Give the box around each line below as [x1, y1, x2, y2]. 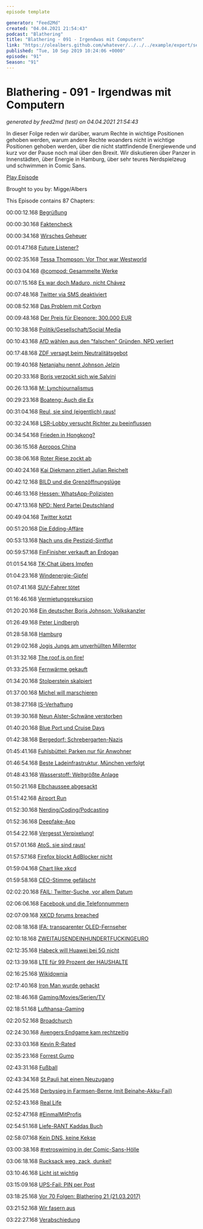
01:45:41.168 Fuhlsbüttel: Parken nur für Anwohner [6, 747, 132, 754]
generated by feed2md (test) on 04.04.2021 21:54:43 [6, 118, 139, 125]
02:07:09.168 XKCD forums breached [6, 911, 99, 919]
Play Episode [6, 173, 39, 181]
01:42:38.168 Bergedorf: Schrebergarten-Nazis [6, 736, 123, 743]
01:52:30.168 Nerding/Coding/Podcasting [6, 806, 109, 813]
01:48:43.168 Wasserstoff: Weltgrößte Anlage [6, 771, 119, 778]
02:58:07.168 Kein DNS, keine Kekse [6, 1134, 96, 1141]
